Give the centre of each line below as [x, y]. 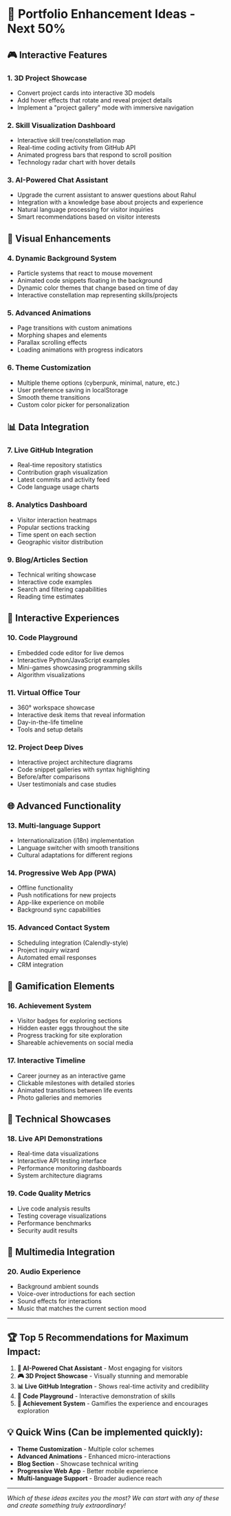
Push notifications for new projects [67, 895]
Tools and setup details [50, 729]
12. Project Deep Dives [45, 747]
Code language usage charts [58, 487]
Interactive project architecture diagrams [75, 762]
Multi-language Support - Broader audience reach [90, 1478]
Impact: [24, 1352]
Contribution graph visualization [62, 472]
